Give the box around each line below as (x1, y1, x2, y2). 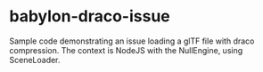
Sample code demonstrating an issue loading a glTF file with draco (9, 36, 255, 46)
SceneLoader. (9, 54, 61, 65)
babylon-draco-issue (9, 6, 171, 27)
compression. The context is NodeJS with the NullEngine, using (9, 44, 243, 55)
